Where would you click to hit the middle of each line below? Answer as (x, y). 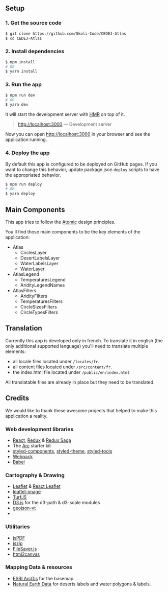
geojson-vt (24, 508)
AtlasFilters (24, 291)
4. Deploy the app (27, 153)
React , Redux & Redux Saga (42, 440)
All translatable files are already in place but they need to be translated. (80, 382)
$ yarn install (21, 72)
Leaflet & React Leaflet (36, 486)
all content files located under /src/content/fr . (62, 367)
